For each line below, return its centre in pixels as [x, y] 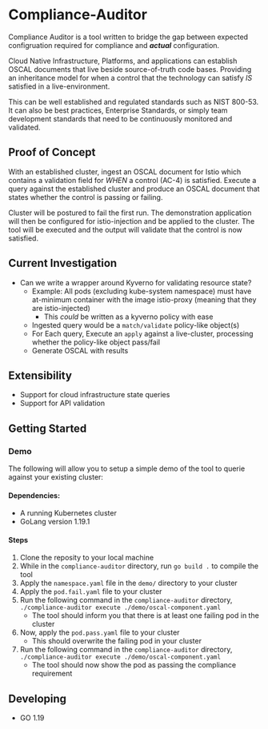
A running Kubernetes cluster [68, 513]
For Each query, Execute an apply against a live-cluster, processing [142, 333]
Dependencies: [34, 495]
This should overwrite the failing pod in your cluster [117, 641]
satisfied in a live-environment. [59, 86]
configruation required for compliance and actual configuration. [114, 45]
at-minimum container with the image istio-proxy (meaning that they [144, 299]
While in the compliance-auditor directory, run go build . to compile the [139, 566]
